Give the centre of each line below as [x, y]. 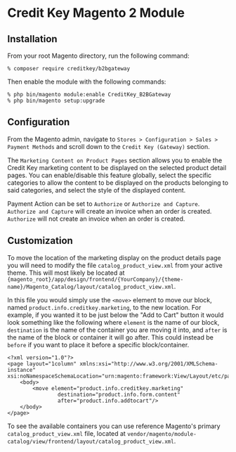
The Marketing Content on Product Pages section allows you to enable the [115, 160]
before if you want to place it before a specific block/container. [98, 344]
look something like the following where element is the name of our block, [113, 322]
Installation [32, 39]
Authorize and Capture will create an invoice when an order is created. [110, 211]
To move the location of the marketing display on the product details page [114, 257]
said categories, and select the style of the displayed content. [97, 190]
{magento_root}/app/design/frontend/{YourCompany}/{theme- [96, 279]
